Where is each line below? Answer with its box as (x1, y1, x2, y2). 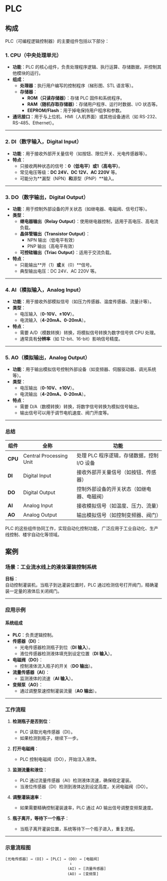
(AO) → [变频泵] (67, 872, 99, 877)
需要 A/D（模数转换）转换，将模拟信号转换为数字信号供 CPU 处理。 (19, 330, 159, 336)
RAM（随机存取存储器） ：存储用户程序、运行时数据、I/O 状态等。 (27, 101, 161, 107)
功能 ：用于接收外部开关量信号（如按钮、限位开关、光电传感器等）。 (12, 150, 150, 157)
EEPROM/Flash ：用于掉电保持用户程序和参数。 (27, 107, 124, 113)
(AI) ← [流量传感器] (67, 866, 106, 872)
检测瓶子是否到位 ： (12, 718, 52, 724)
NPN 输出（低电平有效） (27, 237, 78, 243)
